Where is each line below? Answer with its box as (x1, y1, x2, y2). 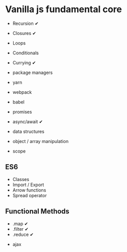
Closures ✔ (12, 30, 36, 36)
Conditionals (12, 50, 39, 56)
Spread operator (12, 192, 47, 198)
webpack (12, 89, 32, 95)
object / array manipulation (12, 138, 69, 144)
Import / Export (12, 182, 44, 188)
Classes (12, 176, 29, 182)
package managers (12, 69, 53, 76)
